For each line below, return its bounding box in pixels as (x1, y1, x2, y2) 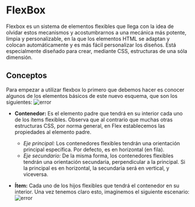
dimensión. (6, 54, 33, 61)
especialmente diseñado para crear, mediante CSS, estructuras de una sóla (6, 47, 188, 54)
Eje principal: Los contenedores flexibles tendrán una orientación (23, 139, 180, 146)
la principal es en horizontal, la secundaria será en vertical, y (23, 164, 169, 171)
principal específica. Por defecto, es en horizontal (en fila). (23, 146, 165, 153)
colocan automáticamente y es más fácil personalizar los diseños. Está (6, 41, 176, 48)
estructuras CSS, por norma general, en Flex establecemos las (14, 122, 165, 129)
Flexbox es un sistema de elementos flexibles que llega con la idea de (6, 23, 174, 30)
